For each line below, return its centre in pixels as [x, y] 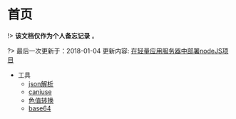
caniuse [40, 92]
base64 [40, 108]
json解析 [41, 83]
